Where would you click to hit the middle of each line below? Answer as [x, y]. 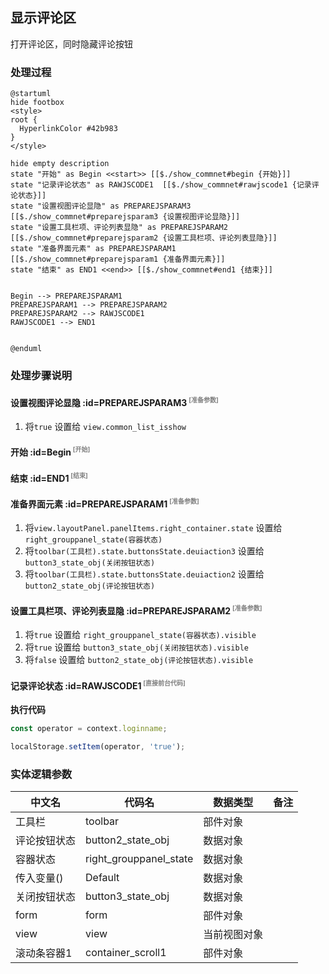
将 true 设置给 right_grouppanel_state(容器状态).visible [140, 635]
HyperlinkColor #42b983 [68, 129]
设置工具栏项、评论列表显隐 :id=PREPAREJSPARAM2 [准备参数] [136, 610]
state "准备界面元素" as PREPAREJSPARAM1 [93, 249]
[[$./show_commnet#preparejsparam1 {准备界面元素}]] [118, 259]
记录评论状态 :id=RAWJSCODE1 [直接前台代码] [98, 685]
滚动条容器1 [44, 953]
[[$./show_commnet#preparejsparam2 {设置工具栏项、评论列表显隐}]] [144, 238]
